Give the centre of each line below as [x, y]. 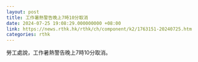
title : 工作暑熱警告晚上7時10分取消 [47, 18]
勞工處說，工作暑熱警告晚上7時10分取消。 [59, 53]
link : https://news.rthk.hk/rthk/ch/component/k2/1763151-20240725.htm [99, 29]
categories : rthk [28, 35]
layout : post [23, 12]
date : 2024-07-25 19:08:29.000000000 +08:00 [64, 23]
